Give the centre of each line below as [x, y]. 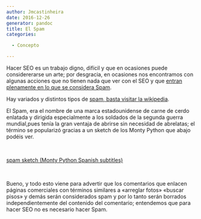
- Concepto [26, 45]
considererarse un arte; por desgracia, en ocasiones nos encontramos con [100, 74]
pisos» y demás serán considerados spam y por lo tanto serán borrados [96, 197]
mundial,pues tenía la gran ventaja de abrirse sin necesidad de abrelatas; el [101, 124]
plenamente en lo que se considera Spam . [59, 87]
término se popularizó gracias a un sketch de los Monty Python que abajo [99, 130]
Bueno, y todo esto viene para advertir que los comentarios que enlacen [97, 184]
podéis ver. [20, 136]
